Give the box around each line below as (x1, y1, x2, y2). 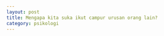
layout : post (6, 9, 40, 15)
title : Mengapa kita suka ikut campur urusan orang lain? (6, 15, 158, 21)
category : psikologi (6, 20, 60, 26)
